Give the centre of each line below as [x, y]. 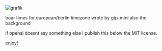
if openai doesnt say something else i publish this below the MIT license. [82, 33]
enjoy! [12, 43]
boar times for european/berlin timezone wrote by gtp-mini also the [76, 18]
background [18, 23]
